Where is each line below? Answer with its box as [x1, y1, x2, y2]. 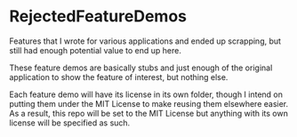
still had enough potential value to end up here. [9, 44, 182, 55]
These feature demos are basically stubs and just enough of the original [9, 62, 273, 73]
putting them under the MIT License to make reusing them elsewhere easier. [9, 98, 289, 109]
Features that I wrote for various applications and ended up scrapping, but [9, 36, 282, 46]
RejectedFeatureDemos [9, 6, 188, 27]
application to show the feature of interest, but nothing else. [9, 71, 229, 82]
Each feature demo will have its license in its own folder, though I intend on [9, 89, 283, 100]
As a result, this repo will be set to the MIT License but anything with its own [9, 108, 289, 118]
